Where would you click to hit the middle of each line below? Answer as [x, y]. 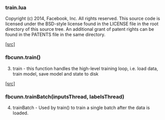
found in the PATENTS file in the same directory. [55, 35]
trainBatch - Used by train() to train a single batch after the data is [81, 107]
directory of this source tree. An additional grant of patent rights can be [80, 29]
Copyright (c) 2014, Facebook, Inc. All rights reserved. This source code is [83, 19]
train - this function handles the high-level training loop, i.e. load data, [85, 68]
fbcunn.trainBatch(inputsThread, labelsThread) [65, 96]
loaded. [20, 113]
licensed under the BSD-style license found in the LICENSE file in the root [82, 24]
